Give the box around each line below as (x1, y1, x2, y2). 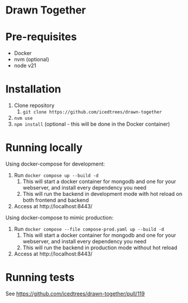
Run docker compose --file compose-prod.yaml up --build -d (13, 226, 165, 232)
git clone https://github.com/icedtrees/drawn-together (22, 109, 162, 115)
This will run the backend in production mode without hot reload (22, 244, 177, 251)
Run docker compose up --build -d (13, 172, 99, 178)
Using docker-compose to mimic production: (5, 214, 114, 221)
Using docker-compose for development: (5, 160, 105, 167)
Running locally (5, 141, 83, 154)
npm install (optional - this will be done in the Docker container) (13, 120, 170, 128)
